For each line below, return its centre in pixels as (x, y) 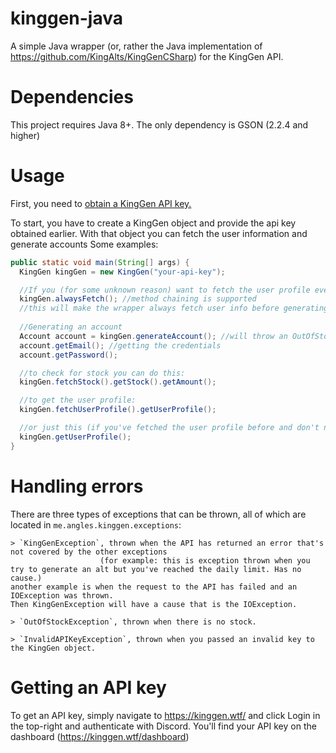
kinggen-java (66, 18)
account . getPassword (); (68, 355)
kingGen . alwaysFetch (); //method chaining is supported (138, 299)
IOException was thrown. (62, 595)
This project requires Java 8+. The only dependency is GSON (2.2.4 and (159, 124)
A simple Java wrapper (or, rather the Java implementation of (136, 46)
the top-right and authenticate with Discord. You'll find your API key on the (163, 726)
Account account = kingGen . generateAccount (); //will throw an (153, 336)
